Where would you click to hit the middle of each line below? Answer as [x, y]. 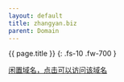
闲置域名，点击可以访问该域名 [58, 70]
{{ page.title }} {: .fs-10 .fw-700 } [62, 54]
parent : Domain [34, 31]
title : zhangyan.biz [43, 23]
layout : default [35, 16]
